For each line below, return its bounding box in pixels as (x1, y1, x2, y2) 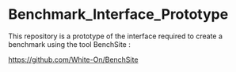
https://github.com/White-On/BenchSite (8, 55, 139, 64)
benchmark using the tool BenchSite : (8, 39, 131, 49)
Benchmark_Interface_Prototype (8, 5, 229, 23)
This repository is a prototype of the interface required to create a (8, 31, 223, 41)
